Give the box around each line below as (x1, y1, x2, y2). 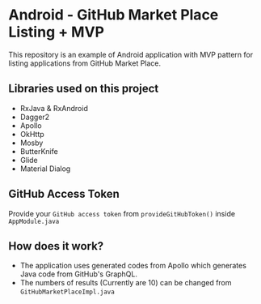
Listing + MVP (8, 23, 105, 41)
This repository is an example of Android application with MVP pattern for (8, 49, 254, 59)
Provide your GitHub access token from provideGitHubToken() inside (8, 208, 236, 218)
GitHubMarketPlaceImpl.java (19, 288, 115, 297)
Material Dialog (19, 164, 71, 173)
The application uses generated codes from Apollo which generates (19, 261, 246, 271)
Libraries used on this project (8, 82, 159, 96)
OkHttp (19, 129, 44, 139)
